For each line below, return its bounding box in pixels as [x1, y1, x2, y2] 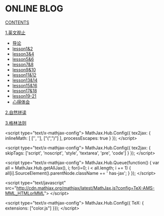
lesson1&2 [12, 46, 33, 52]
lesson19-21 [12, 93, 37, 99]
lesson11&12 [12, 72, 37, 78]
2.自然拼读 [5, 109, 27, 115]
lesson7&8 [12, 61, 34, 67]
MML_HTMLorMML [5, 190, 44, 196]
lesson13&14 [12, 77, 38, 83]
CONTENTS [5, 19, 30, 25]
